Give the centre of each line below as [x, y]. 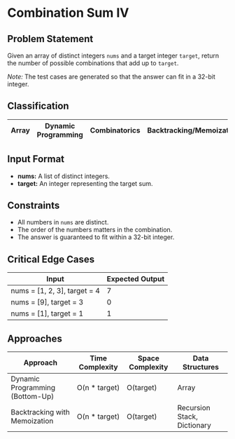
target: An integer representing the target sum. [85, 183]
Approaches [35, 338]
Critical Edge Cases [51, 259]
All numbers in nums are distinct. [63, 222]
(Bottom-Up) [33, 396]
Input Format [36, 159]
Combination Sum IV [68, 13]
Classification [38, 106]
